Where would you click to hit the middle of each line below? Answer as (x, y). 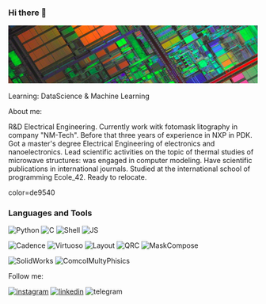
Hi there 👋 (28, 13)
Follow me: (26, 276)
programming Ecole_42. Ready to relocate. (78, 177)
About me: (25, 111)
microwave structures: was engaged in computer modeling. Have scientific (130, 160)
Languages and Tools (50, 213)
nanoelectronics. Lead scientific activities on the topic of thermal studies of (131, 152)
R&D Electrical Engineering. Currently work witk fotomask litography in (123, 127)
